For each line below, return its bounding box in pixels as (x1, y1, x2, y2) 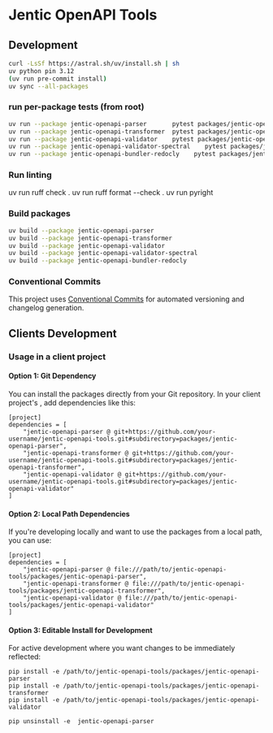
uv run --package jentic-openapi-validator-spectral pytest (8, 142, 227, 151)
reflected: (8, 652, 41, 661)
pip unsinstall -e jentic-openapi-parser (8, 718, 154, 726)
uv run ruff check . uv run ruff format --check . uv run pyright (8, 188, 214, 197)
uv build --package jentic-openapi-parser (8, 226, 154, 235)
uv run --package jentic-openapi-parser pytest (8, 119, 195, 128)
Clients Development (8, 327, 118, 340)
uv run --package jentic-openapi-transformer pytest (8, 128, 195, 136)
